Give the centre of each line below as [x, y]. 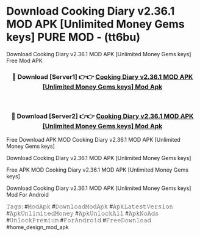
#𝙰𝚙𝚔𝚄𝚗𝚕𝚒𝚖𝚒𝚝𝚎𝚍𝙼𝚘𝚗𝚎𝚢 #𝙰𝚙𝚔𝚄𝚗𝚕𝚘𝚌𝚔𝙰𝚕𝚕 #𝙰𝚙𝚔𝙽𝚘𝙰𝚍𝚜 [83, 213]
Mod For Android [27, 194]
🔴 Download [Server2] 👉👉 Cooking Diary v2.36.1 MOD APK [102, 116]
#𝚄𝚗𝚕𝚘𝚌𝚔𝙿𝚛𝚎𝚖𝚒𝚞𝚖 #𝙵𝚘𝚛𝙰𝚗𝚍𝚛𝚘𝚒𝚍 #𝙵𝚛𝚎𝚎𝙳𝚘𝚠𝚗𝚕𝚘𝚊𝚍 [79, 220]
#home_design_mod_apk [37, 227]
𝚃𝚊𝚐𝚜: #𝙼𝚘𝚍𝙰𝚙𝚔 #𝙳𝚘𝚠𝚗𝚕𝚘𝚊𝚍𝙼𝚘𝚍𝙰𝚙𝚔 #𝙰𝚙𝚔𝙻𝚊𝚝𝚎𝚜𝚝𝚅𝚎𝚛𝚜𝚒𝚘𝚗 [90, 206]
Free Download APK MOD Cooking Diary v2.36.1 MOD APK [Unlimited [94, 139]
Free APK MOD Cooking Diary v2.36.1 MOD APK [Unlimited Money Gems [98, 170]
